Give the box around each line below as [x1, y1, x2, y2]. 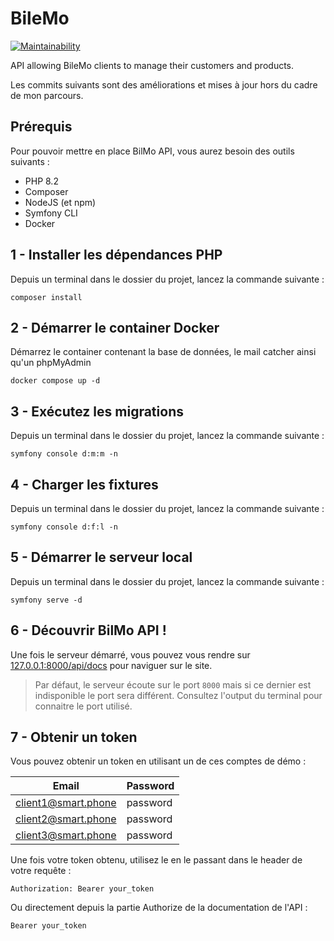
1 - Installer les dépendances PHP [10, 247, 223, 264]
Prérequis [10, 118, 73, 136]
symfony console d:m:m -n [10, 449, 118, 459]
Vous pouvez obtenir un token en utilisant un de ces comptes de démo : [10, 755, 307, 767]
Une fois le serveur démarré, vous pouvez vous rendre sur [10, 648, 251, 661]
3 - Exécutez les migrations [10, 403, 184, 420]
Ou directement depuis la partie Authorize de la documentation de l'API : [10, 902, 308, 914]
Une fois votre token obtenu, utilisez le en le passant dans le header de [10, 854, 303, 866]
